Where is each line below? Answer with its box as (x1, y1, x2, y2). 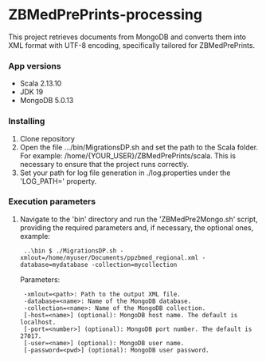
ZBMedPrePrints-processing (8, 6, 203, 24)
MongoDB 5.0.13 (19, 96, 74, 105)
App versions (8, 60, 61, 71)
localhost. (19, 318, 57, 326)
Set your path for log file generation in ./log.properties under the (19, 168, 231, 177)
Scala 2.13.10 (19, 78, 62, 89)
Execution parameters (8, 196, 96, 207)
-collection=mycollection (91, 261, 178, 269)
